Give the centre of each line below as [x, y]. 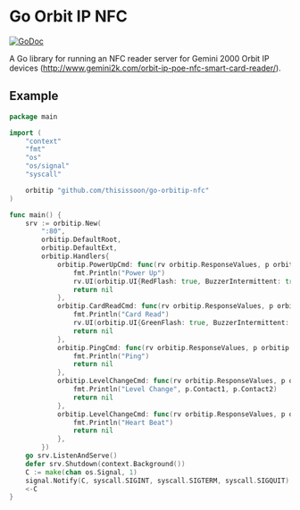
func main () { [36, 215]
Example [34, 96]
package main [33, 117]
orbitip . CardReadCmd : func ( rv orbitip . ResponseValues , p [165, 306]
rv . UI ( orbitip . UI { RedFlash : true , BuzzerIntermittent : [177, 281]
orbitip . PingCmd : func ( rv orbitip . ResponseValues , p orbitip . [175, 347]
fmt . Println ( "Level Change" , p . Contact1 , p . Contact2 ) [175, 389]
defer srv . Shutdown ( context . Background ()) [105, 464]
